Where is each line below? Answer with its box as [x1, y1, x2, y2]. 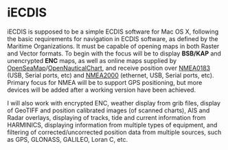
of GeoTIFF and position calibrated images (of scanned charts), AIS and [7, 106, 210, 114]
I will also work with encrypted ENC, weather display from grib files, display [7, 99, 221, 107]
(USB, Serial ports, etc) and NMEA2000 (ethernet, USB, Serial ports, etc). [7, 71, 214, 79]
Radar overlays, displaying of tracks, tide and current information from [7, 113, 206, 121]
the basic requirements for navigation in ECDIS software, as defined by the [7, 34, 218, 42]
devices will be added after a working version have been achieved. [7, 86, 196, 94]
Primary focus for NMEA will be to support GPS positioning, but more [7, 78, 203, 86]
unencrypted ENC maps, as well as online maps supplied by [7, 56, 177, 64]
